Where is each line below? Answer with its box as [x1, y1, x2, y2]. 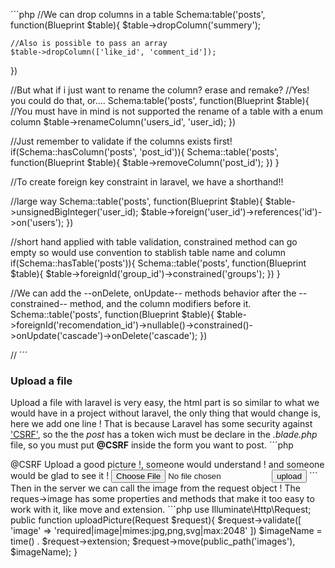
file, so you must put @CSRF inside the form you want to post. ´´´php [10, 439, 294, 451]
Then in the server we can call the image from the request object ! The [10, 482, 302, 494]
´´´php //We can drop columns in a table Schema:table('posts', [10, 9, 266, 20]
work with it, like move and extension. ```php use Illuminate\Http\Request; [10, 504, 312, 516]
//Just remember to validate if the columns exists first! [10, 135, 233, 147]
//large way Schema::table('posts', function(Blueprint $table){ [10, 195, 263, 207]
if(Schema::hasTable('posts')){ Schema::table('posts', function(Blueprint [10, 257, 307, 269]
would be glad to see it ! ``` [10, 470, 318, 482]
